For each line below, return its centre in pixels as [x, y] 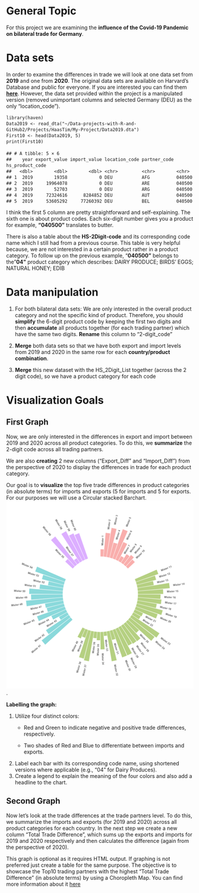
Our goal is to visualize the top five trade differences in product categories [98, 485]
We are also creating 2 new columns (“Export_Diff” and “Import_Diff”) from [98, 461]
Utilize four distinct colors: [47, 716]
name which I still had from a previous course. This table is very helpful [93, 243]
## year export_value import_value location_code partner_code [90, 159]
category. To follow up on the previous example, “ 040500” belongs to [92, 255]
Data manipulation [52, 292]
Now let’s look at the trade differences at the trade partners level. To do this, [99, 816]
